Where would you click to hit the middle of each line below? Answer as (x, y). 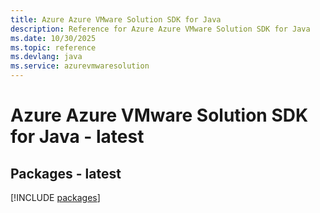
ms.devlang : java (46, 57)
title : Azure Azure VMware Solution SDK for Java (116, 19)
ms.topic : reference (53, 47)
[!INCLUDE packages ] (55, 197)
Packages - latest (66, 173)
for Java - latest (77, 137)
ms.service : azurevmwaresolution (80, 66)
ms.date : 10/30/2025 (53, 38)
